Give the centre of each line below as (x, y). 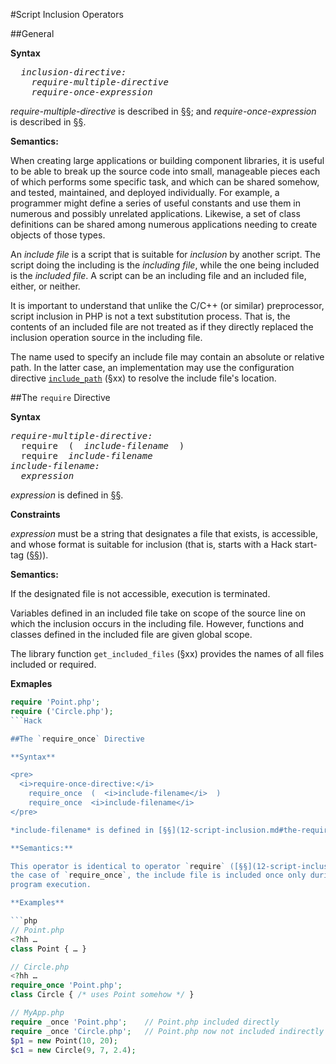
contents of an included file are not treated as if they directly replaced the (162, 327)
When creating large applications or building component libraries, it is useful (167, 160)
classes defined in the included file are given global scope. (131, 634)
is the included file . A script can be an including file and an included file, (158, 275)
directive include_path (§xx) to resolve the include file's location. (143, 378)
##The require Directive (60, 397)
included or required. (53, 664)
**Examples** (37, 903)
